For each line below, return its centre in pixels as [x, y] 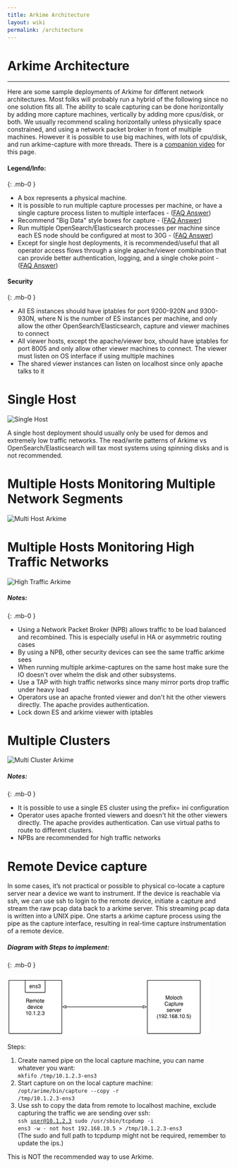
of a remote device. [36, 931]
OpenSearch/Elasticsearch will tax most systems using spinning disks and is [118, 448]
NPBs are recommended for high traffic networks [89, 838]
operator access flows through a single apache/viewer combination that [122, 250]
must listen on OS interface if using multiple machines [96, 356]
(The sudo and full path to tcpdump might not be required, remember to [122, 1135]
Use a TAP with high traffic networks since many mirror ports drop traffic [123, 682]
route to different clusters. [55, 830]
